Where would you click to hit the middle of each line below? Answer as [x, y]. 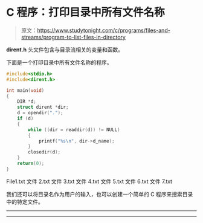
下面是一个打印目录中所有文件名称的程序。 [59, 62]
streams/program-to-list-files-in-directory [73, 37]
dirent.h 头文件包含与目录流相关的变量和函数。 [65, 50]
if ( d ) [25, 118]
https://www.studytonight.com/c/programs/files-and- [104, 30]
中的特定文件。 [25, 202]
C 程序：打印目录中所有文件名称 [85, 12]
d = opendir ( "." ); [40, 113]
